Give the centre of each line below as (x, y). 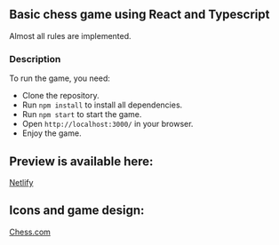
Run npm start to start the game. (82, 115)
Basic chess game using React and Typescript (139, 15)
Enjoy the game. (52, 133)
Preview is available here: (81, 161)
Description (35, 59)
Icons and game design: (77, 211)
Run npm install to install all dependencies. (102, 105)
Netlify (21, 182)
